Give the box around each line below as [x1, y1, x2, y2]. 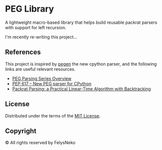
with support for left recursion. [5, 24, 67, 30]
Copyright [5, 127, 37, 135]
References [5, 48, 41, 56]
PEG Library [5, 3, 54, 15]
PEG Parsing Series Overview [12, 75, 72, 81]
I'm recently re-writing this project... [5, 34, 78, 40]
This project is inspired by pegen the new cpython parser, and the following [5, 61, 157, 67]
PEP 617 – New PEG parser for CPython [12, 81, 92, 86]
